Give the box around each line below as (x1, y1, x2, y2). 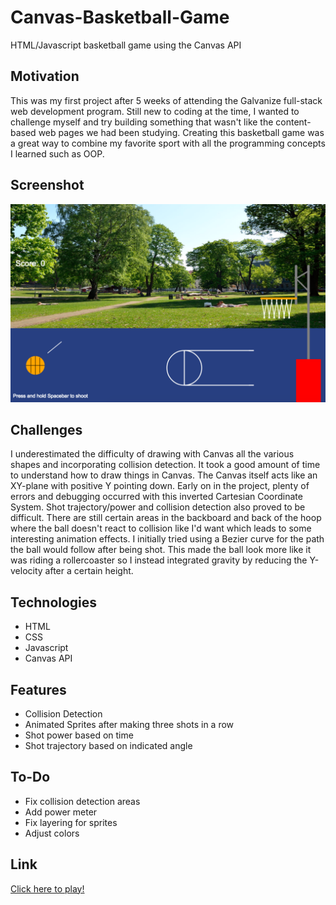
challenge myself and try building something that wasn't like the (10, 116, 274, 128)
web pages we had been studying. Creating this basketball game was (38, 126, 325, 138)
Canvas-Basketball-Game (10, 6, 230, 29)
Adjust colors (24, 827, 80, 839)
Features (10, 681, 67, 698)
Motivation (10, 68, 80, 85)
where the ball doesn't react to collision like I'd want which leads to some (10, 522, 312, 535)
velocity (10, 565, 43, 577)
